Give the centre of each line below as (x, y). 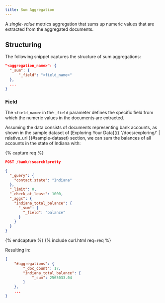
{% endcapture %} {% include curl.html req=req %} (58, 240)
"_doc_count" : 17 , (42, 268)
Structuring (23, 45)
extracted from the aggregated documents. (49, 29)
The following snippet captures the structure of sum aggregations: (73, 57)
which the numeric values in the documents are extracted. (65, 118)
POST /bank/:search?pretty (33, 162)
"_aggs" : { (21, 199)
